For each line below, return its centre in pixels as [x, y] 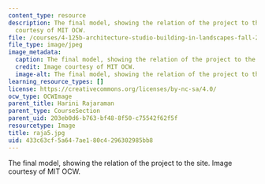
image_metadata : [35, 52]
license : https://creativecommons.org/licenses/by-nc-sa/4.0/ [112, 89]
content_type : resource [47, 15]
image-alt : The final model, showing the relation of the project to [132, 74]
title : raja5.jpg [37, 133]
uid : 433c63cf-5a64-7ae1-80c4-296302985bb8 [81, 140]
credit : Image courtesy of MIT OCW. [75, 67]
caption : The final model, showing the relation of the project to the [136, 60]
